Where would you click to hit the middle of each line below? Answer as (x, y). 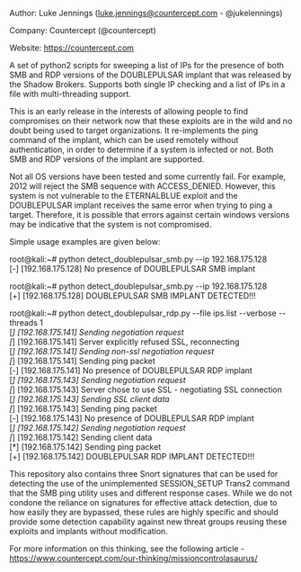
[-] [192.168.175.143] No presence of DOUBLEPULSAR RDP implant (132, 418)
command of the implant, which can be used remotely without (124, 140)
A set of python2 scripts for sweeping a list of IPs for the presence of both (147, 65)
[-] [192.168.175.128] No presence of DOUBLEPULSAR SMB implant (133, 268)
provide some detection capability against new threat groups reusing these (148, 522)
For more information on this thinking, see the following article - (127, 549)
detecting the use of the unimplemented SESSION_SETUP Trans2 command (150, 483)
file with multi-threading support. (71, 94)
